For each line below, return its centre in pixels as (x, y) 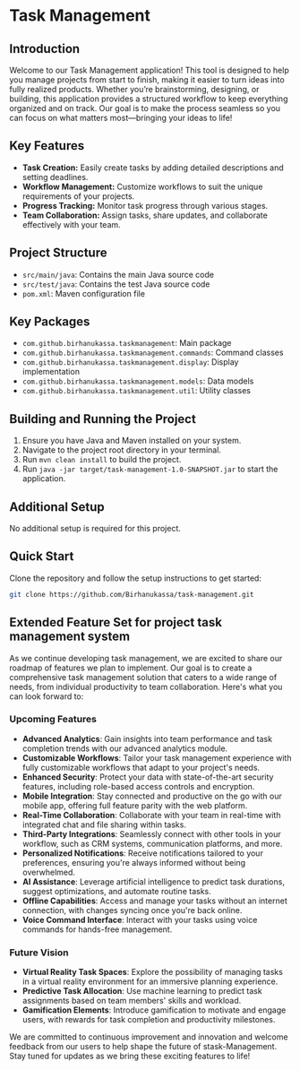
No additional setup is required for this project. (95, 529)
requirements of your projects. (78, 196)
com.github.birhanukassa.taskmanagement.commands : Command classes (153, 353)
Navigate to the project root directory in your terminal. (122, 450)
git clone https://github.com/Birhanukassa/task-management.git (132, 594)
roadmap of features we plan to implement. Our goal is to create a (131, 668)
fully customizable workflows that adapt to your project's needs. (141, 767)
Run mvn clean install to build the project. (102, 460)
